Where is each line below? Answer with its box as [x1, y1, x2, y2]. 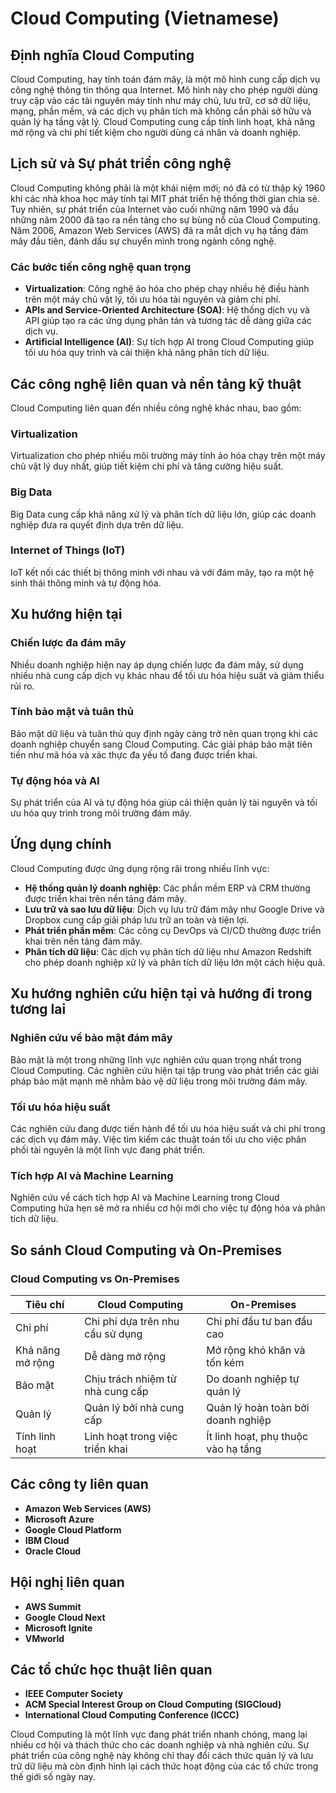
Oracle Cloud [24, 1545, 82, 1557]
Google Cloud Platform [24, 1523, 122, 1536]
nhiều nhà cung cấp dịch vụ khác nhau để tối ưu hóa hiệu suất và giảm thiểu [10, 669, 325, 681]
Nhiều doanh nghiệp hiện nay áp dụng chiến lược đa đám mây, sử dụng [10, 658, 304, 671]
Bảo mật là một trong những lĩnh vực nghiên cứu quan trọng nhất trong [10, 1053, 302, 1066]
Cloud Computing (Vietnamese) [10, 7, 280, 30]
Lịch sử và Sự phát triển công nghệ [10, 155, 232, 172]
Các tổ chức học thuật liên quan [10, 1661, 213, 1678]
